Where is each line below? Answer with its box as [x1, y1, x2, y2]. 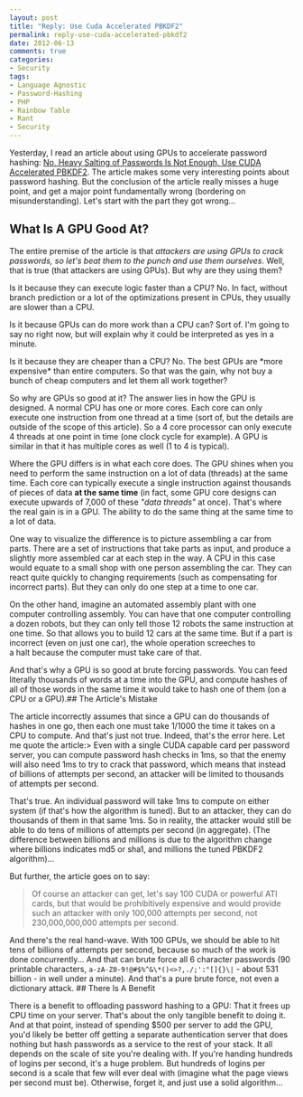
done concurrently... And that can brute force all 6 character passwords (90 [9, 953, 291, 964]
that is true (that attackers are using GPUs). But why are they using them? [9, 264, 282, 276]
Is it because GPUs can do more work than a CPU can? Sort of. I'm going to [9, 318, 290, 330]
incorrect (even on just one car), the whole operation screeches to [9, 637, 256, 648]
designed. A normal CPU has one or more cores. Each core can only [9, 402, 263, 412]
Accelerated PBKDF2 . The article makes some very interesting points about [9, 166, 290, 177]
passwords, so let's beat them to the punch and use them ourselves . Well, [9, 255, 285, 266]
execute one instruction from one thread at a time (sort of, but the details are [9, 411, 294, 422]
